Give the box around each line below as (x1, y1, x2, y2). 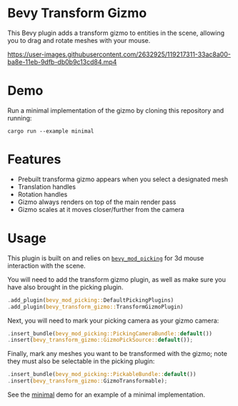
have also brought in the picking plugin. (7, 283, 124, 291)
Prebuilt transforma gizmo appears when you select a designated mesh (17, 175, 229, 183)
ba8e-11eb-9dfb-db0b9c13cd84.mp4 (7, 57, 117, 66)
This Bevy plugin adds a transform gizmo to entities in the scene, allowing (7, 29, 225, 37)
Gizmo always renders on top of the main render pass (17, 198, 177, 206)
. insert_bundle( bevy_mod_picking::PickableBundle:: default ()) (7, 371, 197, 378)
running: (7, 113, 32, 122)
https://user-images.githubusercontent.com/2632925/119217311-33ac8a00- (7, 50, 231, 59)
